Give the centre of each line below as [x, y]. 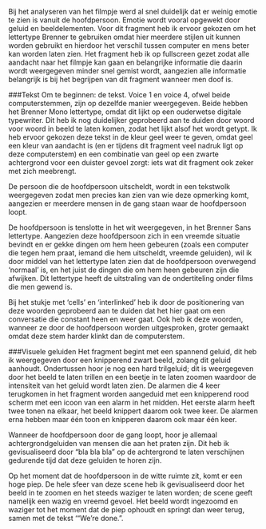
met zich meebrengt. [43, 171]
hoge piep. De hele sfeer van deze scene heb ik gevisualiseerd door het [127, 484]
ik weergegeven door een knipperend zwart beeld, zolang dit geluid [120, 360]
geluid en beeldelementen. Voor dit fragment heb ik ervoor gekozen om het [132, 28]
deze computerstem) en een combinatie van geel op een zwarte [114, 154]
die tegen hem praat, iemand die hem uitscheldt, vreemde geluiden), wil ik [130, 253]
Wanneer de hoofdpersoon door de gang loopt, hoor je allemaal [113, 435]
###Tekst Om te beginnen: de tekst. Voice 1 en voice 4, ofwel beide [119, 95]
